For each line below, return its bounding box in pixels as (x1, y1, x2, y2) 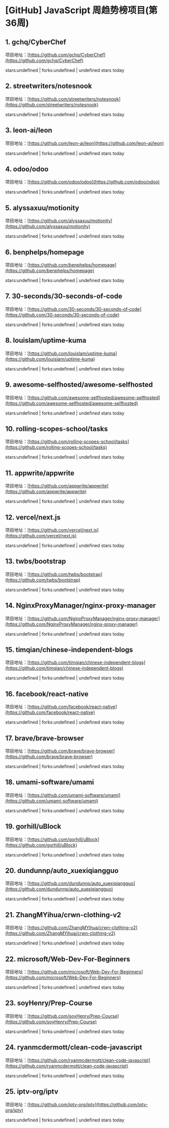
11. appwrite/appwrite (5, 469, 75, 477)
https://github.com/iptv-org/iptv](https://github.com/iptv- (29, 1101, 148, 1107)
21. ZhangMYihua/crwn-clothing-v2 (5, 911, 122, 919)
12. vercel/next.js (5, 513, 61, 521)
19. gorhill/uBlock (5, 822, 62, 831)
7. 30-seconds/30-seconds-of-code (5, 292, 123, 301)
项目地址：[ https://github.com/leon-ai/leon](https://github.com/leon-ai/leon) (5, 140, 164, 146)
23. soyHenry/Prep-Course (5, 999, 92, 1008)
